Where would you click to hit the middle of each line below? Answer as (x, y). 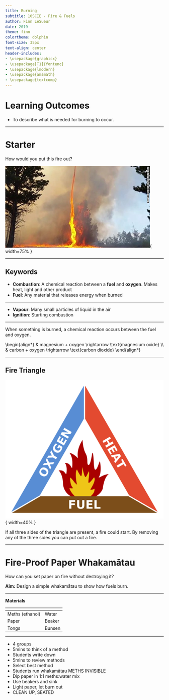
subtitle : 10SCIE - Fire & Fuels (40, 16)
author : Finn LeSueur (28, 21)
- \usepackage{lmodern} (30, 69)
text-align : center (26, 48)
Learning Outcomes (47, 106)
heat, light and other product (42, 289)
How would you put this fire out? (39, 159)
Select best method (33, 666)
